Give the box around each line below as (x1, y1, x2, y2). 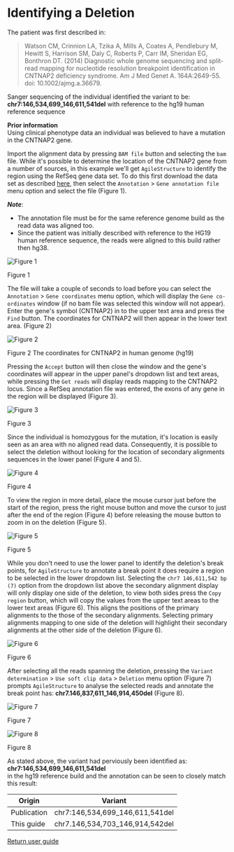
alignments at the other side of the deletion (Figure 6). (7, 626, 163, 634)
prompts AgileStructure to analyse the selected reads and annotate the (7, 681, 214, 689)
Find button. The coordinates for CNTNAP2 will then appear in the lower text (7, 314, 227, 322)
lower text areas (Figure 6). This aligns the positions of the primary (7, 603, 199, 612)
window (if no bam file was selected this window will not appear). (37, 299, 226, 308)
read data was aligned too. (17, 221, 94, 229)
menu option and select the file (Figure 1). (7, 186, 127, 195)
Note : (7, 200, 24, 208)
